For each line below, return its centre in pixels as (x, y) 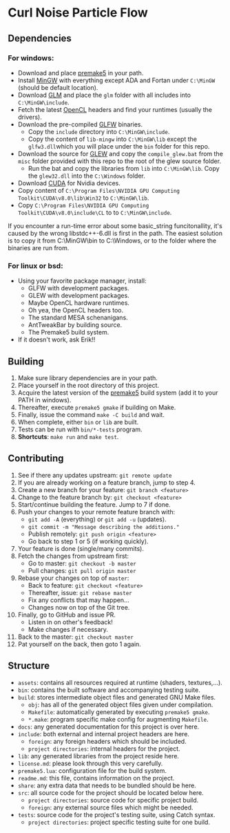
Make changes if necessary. (68, 629)
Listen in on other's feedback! (70, 622)
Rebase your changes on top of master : (73, 578)
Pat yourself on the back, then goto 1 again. (80, 644)
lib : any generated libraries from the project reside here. (98, 756)
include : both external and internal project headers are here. (104, 733)
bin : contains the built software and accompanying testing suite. (109, 690)
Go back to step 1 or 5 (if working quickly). (88, 541)
